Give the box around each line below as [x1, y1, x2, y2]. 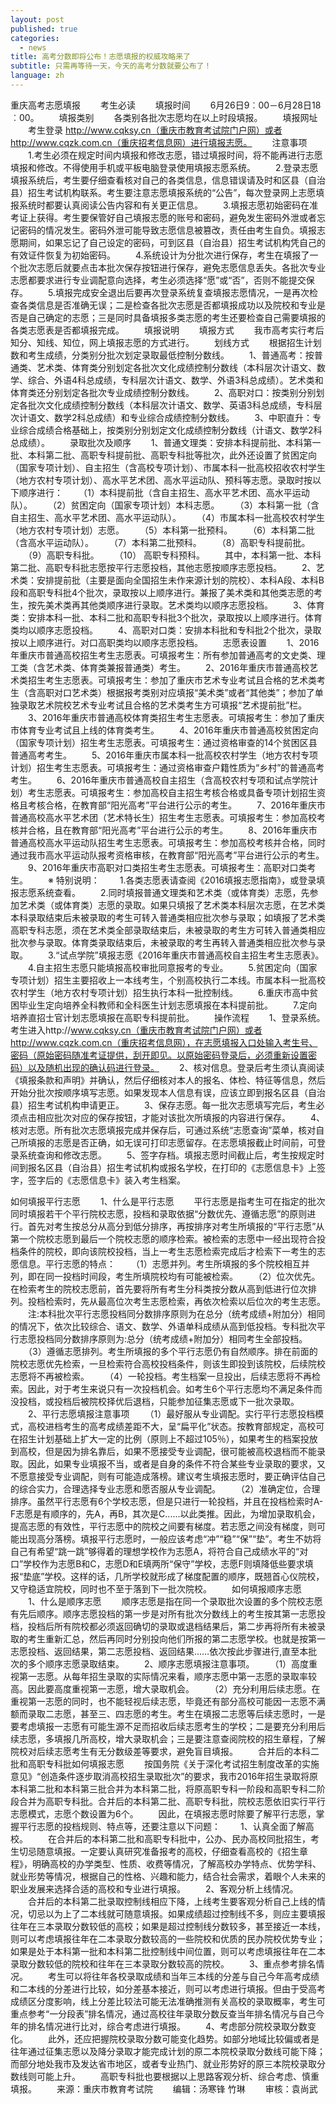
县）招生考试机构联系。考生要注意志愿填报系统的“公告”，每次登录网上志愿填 [10, 186, 325, 198]
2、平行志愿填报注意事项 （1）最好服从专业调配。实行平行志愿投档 [27, 1407, 316, 1420]
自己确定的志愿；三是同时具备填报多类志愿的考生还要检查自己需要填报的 [27, 311, 326, 323]
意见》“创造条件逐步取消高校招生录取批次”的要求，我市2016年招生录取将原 [10, 1770, 319, 1782]
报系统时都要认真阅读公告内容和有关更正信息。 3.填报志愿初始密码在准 [10, 199, 319, 211]
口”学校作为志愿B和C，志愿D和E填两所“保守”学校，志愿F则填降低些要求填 [10, 1557, 314, 1570]
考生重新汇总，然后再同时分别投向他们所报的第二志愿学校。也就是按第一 [27, 1632, 326, 1645]
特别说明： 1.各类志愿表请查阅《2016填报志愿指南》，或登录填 [55, 874, 326, 886]
